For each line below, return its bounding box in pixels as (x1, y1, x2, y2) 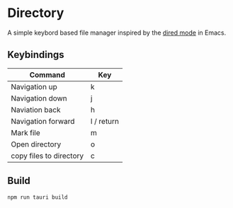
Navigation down (11, 93, 67, 103)
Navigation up (11, 81, 58, 91)
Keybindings (7, 49, 65, 61)
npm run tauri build (7, 193, 69, 201)
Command (29, 69, 66, 79)
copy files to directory (11, 151, 84, 161)
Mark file (11, 127, 40, 137)
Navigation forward (11, 116, 75, 126)
